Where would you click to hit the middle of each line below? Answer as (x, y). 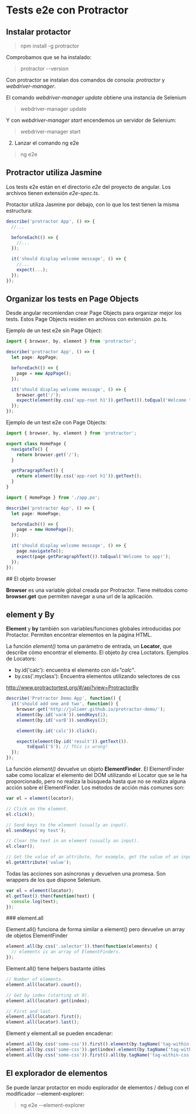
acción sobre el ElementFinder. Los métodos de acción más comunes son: (95, 788)
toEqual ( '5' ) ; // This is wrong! (68, 747)
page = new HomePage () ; (45, 530)
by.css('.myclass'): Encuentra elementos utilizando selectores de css (97, 676)
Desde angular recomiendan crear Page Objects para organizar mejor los (94, 313)
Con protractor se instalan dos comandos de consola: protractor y (85, 80)
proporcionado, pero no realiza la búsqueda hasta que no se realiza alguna (96, 781)
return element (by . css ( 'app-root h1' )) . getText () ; (79, 476)
